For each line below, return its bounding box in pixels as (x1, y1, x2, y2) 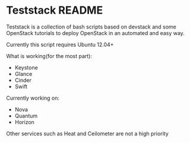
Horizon (14, 118, 34, 125)
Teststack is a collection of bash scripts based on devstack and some (6, 23, 177, 30)
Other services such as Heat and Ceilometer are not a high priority (6, 130, 169, 137)
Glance (14, 70, 33, 77)
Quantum (14, 112, 38, 119)
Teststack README (6, 4, 103, 17)
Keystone (14, 63, 39, 71)
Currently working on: (6, 94, 59, 101)
